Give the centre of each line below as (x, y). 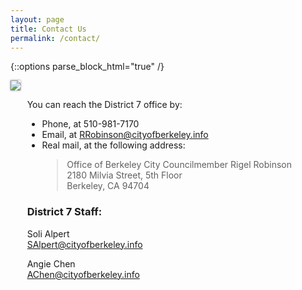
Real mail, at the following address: (113, 145)
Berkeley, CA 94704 (108, 186)
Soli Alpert (48, 233)
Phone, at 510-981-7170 (90, 124)
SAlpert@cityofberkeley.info (84, 244)
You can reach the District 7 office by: (104, 105)
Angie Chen (51, 263)
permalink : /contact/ (55, 38)
